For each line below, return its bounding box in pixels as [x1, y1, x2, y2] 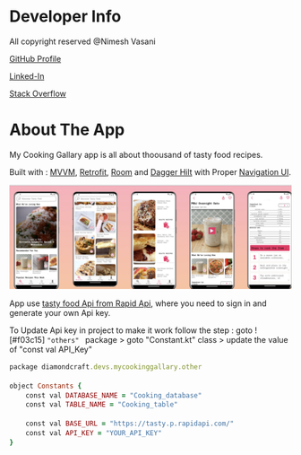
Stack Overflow [9, 88, 67, 99]
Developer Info [9, 6, 122, 27]
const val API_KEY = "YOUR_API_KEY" [25, 429, 163, 438]
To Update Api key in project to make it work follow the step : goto [9, 325, 254, 336]
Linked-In [9, 70, 45, 82]
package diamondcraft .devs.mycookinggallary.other [9, 362, 202, 372]
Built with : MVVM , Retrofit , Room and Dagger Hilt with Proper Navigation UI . [9, 166, 292, 177]
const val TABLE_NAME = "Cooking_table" [25, 400, 178, 409]
